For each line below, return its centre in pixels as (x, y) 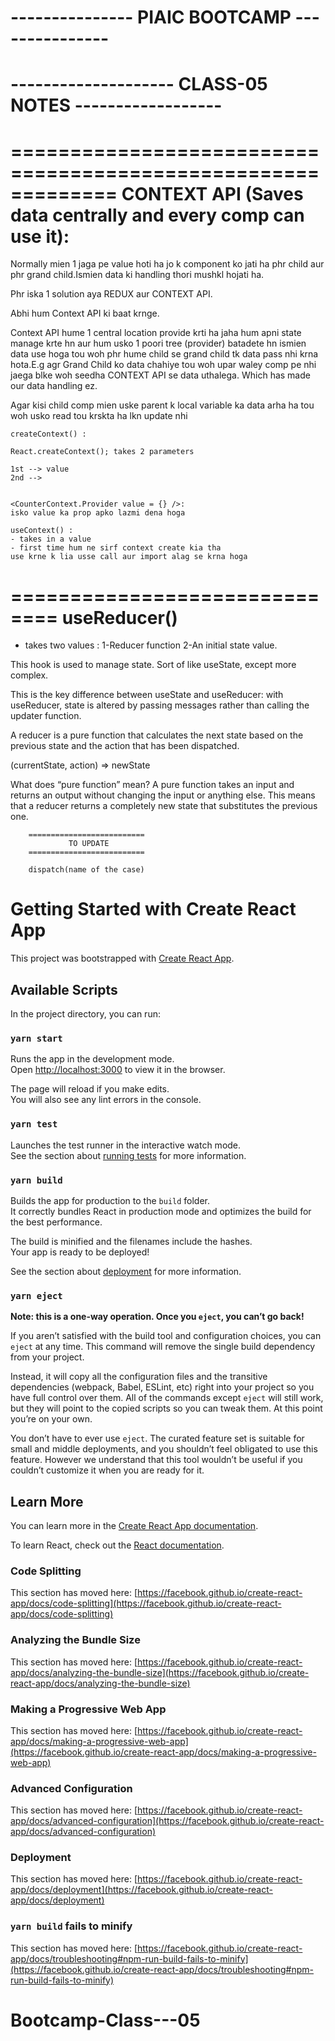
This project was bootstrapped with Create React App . (122, 958)
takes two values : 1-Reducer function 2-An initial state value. (151, 645)
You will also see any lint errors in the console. (106, 1100)
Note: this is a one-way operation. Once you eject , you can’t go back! (157, 1317)
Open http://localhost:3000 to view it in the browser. (118, 1070)
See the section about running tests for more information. (128, 1155)
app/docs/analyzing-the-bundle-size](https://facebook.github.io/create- (160, 1672)
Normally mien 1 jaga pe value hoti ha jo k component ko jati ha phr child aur (167, 264)
